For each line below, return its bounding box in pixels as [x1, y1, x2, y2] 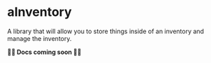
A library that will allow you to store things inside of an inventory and [7, 27, 205, 35]
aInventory [7, 4, 72, 20]
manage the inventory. [7, 34, 72, 42]
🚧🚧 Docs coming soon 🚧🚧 [7, 48, 82, 56]
